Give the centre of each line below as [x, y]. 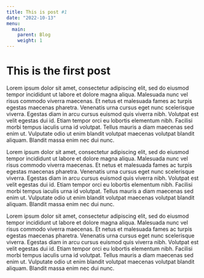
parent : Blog [34, 35]
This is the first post [58, 71]
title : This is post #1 [37, 12]
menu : [13, 23]
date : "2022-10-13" [31, 18]
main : [19, 29]
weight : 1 [30, 41]
